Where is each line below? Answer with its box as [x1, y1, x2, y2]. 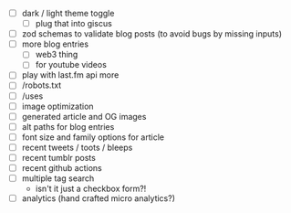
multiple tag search [21, 173, 95, 184]
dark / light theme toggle [21, 8, 115, 18]
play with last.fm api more [21, 69, 120, 80]
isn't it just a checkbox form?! [35, 183, 147, 195]
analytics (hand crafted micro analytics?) [21, 193, 175, 204]
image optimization [21, 101, 94, 112]
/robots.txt [21, 80, 62, 91]
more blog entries [21, 38, 88, 49]
